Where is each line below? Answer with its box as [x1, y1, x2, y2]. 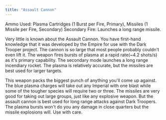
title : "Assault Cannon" [5, 7, 57, 12]
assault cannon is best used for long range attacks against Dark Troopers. [5, 98, 157, 105]
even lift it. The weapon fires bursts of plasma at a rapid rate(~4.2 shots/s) [5, 52, 158, 58]
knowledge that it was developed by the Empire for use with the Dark [5, 41, 147, 47]
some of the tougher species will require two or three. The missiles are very [5, 88, 160, 94]
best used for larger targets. [5, 68, 63, 74]
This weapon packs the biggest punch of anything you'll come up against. [5, 77, 157, 83]
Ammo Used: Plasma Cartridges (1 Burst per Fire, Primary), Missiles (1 [5, 21, 148, 27]
